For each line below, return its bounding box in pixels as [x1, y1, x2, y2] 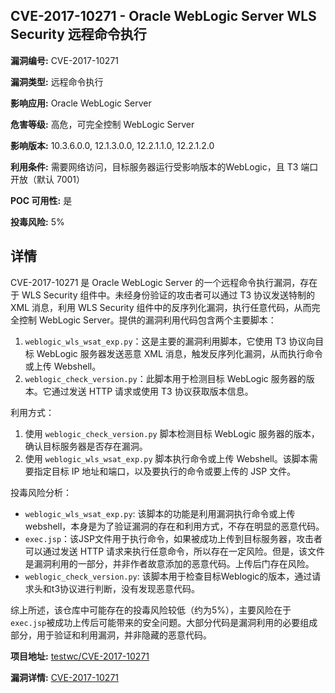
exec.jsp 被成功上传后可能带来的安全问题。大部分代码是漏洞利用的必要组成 [10, 616, 318, 628]
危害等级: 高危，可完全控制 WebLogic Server [10, 118, 195, 130]
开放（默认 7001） [10, 173, 85, 185]
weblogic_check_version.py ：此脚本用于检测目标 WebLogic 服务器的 [24, 372, 307, 384]
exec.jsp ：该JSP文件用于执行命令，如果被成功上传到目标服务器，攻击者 [24, 532, 323, 544]
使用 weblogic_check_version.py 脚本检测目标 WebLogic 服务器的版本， [24, 427, 320, 439]
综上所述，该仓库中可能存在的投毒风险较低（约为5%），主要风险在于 [10, 604, 292, 616]
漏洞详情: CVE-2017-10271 [10, 671, 120, 683]
